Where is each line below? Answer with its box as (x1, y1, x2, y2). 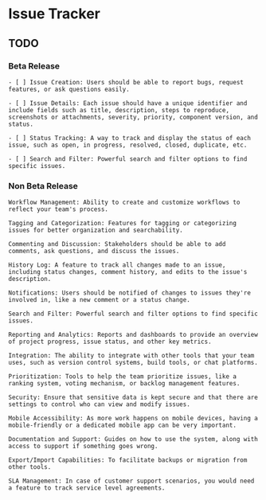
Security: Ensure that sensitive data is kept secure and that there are (8, 393, 259, 402)
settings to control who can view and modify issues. (8, 400, 191, 408)
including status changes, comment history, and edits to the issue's (8, 268, 248, 276)
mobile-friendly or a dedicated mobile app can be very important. (8, 421, 237, 430)
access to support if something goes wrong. (8, 443, 158, 451)
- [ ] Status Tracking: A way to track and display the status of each (8, 134, 251, 142)
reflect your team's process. (8, 205, 109, 213)
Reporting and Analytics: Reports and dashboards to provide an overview (8, 331, 259, 339)
